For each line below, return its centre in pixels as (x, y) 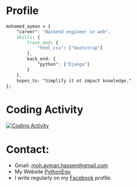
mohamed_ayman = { (28, 26)
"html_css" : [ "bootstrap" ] (70, 48)
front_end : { (43, 43)
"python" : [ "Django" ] (64, 65)
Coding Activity (45, 110)
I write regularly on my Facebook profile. (63, 178)
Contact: (28, 149)
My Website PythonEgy (43, 172)
